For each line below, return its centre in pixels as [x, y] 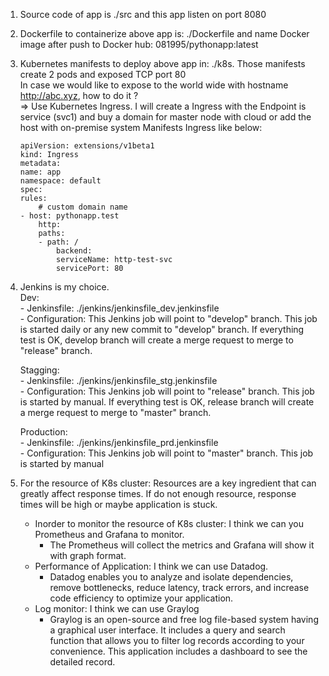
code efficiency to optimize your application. [141, 598]
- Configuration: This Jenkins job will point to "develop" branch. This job [168, 318]
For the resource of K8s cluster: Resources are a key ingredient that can [168, 483]
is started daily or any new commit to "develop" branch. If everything [162, 329]
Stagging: [39, 370]
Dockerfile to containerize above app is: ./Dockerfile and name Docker [164, 33]
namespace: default [60, 181]
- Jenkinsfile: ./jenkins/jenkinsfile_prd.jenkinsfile [119, 442]
